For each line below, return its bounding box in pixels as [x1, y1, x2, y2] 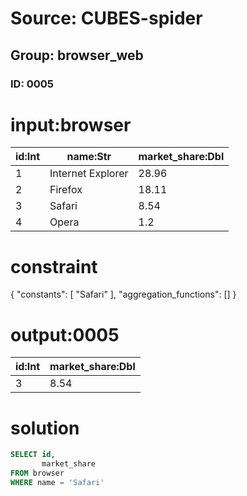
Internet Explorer [49, 167, 129, 181]
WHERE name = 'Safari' [10, 477, 105, 487]
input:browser [10, 113, 132, 136]
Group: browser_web [10, 47, 144, 64]
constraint [10, 255, 98, 278]
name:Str [66, 150, 112, 164]
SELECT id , [10, 450, 56, 460]
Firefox [49, 183, 83, 197]
